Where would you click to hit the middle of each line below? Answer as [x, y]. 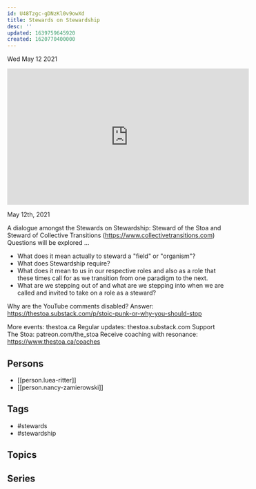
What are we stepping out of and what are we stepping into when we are [120, 286]
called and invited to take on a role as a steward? [87, 293]
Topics [22, 455]
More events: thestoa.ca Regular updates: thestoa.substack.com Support [111, 327]
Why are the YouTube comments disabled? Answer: [80, 306]
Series [21, 478]
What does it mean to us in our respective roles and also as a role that [116, 271]
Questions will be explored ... [48, 243]
